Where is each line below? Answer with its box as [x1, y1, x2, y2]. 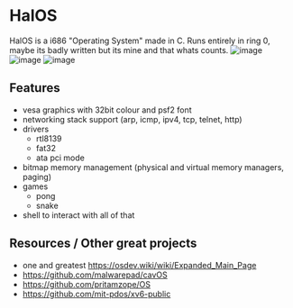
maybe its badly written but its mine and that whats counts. [9, 44, 229, 55]
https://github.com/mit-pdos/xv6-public [22, 288, 171, 299]
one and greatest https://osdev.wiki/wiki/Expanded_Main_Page [22, 259, 257, 270]
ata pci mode [35, 152, 86, 163]
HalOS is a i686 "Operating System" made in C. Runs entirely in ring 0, [9, 35, 270, 46]
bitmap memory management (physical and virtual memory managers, [22, 161, 284, 172]
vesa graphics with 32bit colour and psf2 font [22, 104, 192, 115]
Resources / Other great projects [9, 236, 197, 251]
